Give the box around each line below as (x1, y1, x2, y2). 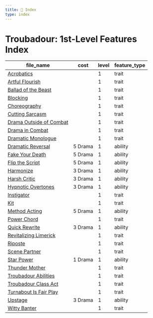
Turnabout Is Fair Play (7, 289, 58, 296)
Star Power (7, 256, 34, 263)
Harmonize (7, 167, 34, 174)
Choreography (7, 103, 42, 109)
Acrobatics (7, 70, 33, 77)
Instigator (7, 192, 30, 199)
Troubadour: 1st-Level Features (5, 33, 137, 45)
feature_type (114, 62, 146, 69)
